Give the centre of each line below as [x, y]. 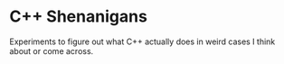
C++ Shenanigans [78, 17]
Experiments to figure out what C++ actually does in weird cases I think [142, 41]
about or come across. [52, 50]
